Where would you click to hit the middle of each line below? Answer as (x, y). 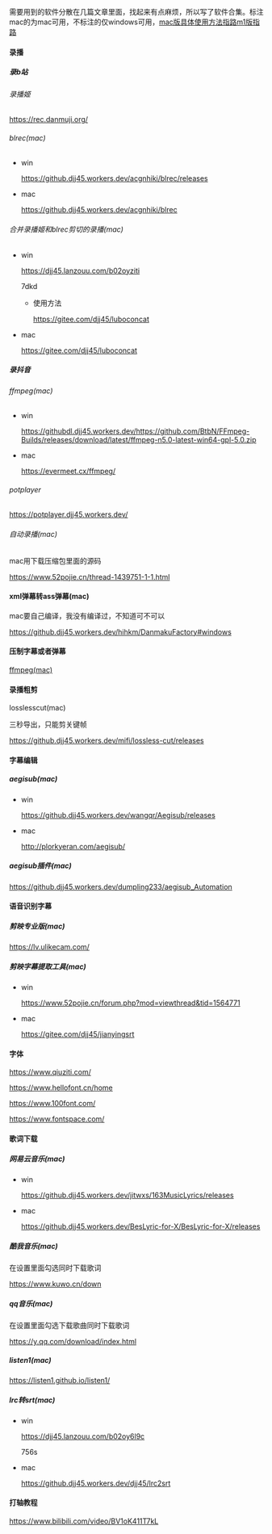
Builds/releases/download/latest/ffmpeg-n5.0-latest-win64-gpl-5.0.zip (138, 440)
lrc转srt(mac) (32, 1400)
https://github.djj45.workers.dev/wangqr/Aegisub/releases (118, 815)
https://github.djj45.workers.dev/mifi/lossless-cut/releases (107, 740)
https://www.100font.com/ (52, 1104)
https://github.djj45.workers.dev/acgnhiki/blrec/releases (114, 178)
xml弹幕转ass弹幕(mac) (49, 597)
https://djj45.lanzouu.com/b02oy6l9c (83, 1436)
